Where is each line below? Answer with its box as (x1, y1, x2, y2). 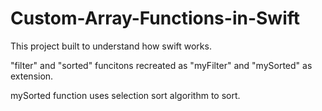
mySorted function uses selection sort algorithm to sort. (10, 89, 241, 101)
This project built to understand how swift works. (10, 40, 212, 52)
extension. (10, 70, 54, 82)
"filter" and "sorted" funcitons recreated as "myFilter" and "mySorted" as (10, 59, 313, 71)
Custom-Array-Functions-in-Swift (10, 7, 301, 30)
